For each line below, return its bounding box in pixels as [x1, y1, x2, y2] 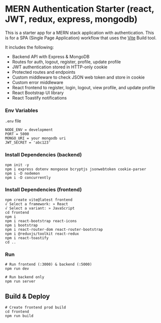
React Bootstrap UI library [12, 90, 64, 96]
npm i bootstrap [5, 223, 38, 227]
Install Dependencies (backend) [5, 151, 82, 158]
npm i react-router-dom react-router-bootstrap [5, 227, 103, 232]
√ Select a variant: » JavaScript [5, 206, 75, 210]
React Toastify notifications [12, 95, 67, 100]
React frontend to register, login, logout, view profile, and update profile [12, 84, 155, 90]
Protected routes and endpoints [12, 69, 76, 75]
